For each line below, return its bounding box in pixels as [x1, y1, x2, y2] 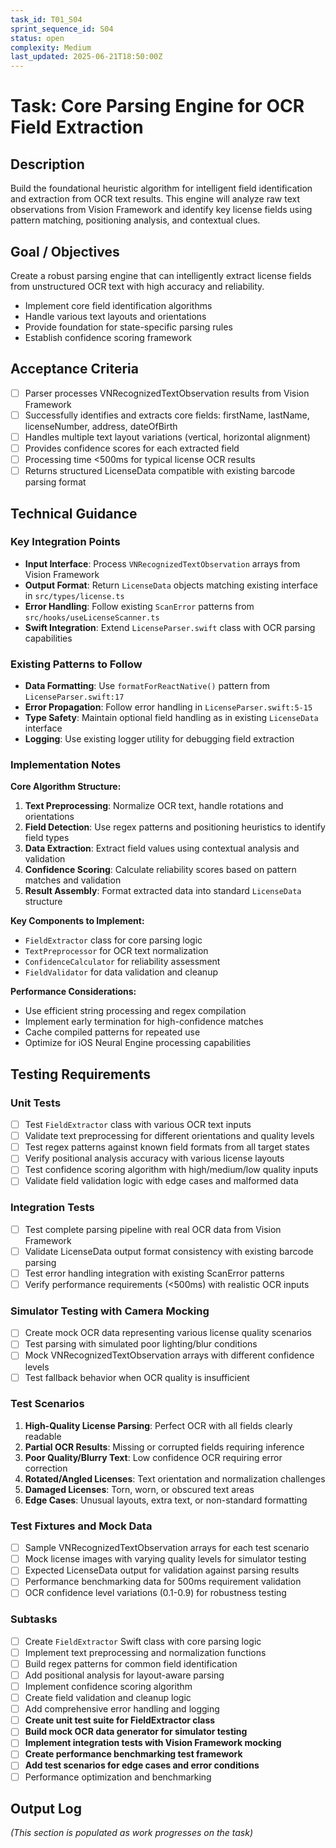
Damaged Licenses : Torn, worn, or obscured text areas [24, 1483, 255, 1495]
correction [24, 1462, 68, 1474]
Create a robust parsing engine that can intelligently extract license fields [10, 269, 312, 281]
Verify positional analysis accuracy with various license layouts [24, 1152, 285, 1165]
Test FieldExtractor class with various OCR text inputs [24, 1119, 252, 1131]
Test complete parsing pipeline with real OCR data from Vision [24, 1223, 282, 1235]
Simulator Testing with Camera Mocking [10, 1304, 210, 1318]
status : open [10, 33, 65, 43]
